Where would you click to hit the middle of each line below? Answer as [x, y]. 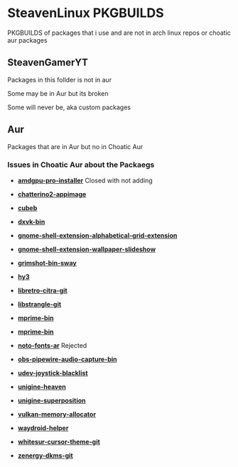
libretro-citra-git [42, 290]
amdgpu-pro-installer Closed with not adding [85, 180]
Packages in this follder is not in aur [60, 79]
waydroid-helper [43, 428]
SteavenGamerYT [48, 63]
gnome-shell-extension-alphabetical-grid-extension [97, 235]
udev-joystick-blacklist [53, 373]
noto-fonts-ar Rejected [52, 345]
